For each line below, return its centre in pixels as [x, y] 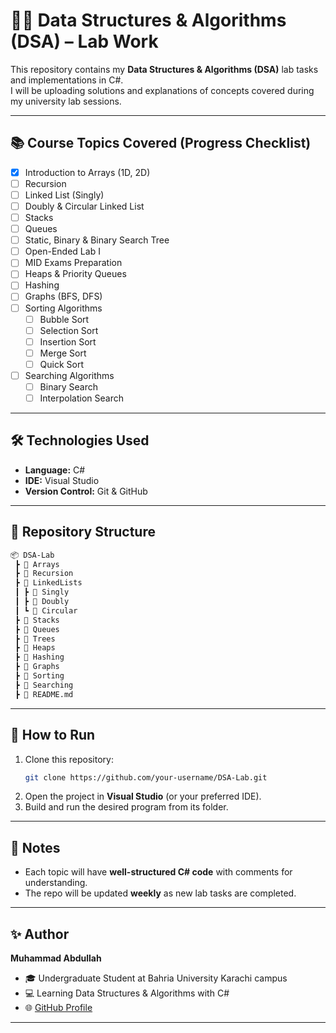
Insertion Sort [68, 341]
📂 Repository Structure [83, 532]
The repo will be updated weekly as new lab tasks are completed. [160, 893]
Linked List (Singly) [64, 195]
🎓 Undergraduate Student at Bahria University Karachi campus [156, 978]
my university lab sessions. [66, 101]
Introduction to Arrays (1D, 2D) [87, 172]
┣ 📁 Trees [35, 639]
